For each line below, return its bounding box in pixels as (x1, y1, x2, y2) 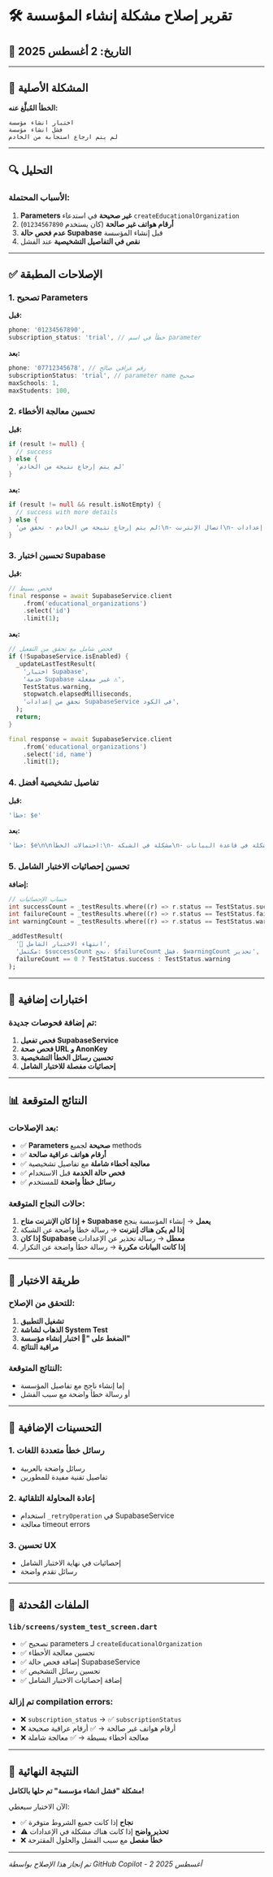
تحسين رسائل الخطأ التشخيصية (19, 1053, 114, 1063)
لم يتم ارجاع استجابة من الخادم (8, 132, 118, 141)
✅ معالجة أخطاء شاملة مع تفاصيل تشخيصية (19, 1159, 150, 1168)
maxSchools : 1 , (8, 379, 60, 387)
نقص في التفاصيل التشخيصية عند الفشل (19, 236, 141, 246)
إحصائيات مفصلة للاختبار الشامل (19, 1061, 116, 1071)
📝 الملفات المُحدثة (8, 1597, 89, 1611)
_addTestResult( (8, 932, 63, 941)
